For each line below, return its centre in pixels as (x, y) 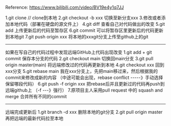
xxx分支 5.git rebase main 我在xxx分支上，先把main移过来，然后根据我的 (82, 71)
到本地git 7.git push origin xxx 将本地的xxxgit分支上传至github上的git (77, 37)
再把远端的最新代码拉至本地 (34, 118)
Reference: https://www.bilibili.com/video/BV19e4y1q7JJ (65, 7)
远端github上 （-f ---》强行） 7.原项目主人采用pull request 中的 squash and (84, 90)
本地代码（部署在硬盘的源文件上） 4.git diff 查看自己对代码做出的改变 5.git (87, 24)
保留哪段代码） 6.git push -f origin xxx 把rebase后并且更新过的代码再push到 (85, 84)
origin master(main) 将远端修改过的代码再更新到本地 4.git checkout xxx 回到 (85, 65)
